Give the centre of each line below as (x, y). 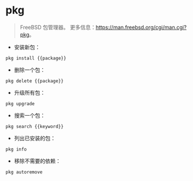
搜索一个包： (29, 115)
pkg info (16, 149)
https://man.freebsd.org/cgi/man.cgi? (141, 27)
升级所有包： (29, 92)
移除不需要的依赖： (37, 161)
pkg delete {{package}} (35, 81)
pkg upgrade (20, 103)
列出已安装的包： (35, 138)
